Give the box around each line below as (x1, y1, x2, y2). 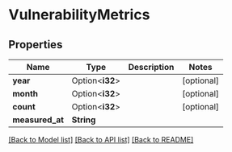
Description (128, 62, 175, 72)
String (71, 114, 96, 125)
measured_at (12, 114, 65, 125)
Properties (8, 38, 63, 51)
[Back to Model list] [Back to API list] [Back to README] (8, 135, 194, 144)
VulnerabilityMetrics (8, 6, 150, 24)
